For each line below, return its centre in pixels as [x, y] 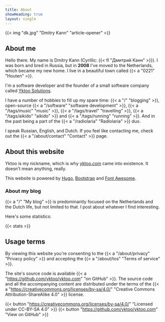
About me [20, 48]
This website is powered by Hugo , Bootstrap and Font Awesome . [71, 178]
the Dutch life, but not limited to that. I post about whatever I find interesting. [82, 207]
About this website [35, 152]
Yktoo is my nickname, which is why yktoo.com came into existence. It [77, 163]
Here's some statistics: [28, 216]
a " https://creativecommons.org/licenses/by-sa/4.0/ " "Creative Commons [80, 289]
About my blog [23, 191]
